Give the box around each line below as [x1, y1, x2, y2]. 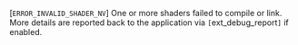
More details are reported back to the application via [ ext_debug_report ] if [9, 17, 289, 28]
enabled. [9, 27, 43, 37]
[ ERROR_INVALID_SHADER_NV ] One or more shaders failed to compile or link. [9, 8, 283, 18]
